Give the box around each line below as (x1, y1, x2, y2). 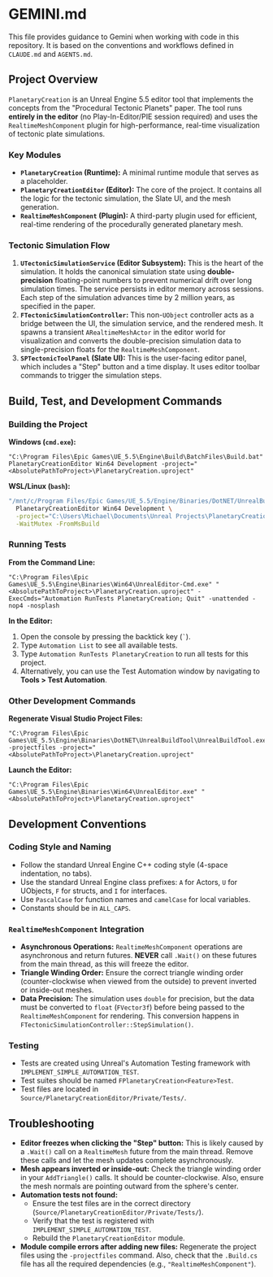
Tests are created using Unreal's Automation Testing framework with (19, 1058, 250, 1068)
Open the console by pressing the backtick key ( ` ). (19, 631, 191, 641)
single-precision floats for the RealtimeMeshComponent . (19, 345, 201, 355)
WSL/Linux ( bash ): (8, 482, 71, 491)
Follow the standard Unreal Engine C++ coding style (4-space (19, 860, 228, 869)
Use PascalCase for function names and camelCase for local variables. (19, 894, 251, 904)
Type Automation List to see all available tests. (19, 640, 178, 650)
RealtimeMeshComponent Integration (8, 923, 145, 935)
